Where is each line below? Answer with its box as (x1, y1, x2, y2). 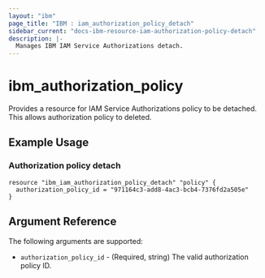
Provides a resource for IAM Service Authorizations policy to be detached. (8, 104, 258, 113)
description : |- (8, 34, 63, 43)
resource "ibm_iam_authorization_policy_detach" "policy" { (8, 178, 217, 186)
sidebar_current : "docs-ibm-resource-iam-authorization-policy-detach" (8, 27, 256, 35)
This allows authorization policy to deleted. (8, 113, 152, 122)
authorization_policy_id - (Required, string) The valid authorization (20, 252, 250, 262)
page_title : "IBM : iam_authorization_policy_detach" (8, 19, 195, 28)
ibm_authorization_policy (8, 77, 184, 96)
